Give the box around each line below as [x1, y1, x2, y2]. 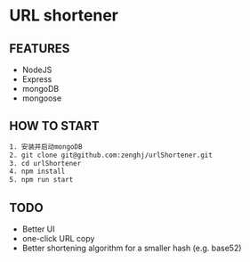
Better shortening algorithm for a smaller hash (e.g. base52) [21, 242, 242, 253]
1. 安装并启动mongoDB [9, 142, 83, 151]
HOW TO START [9, 119, 100, 134]
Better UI [21, 224, 55, 234]
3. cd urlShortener [9, 159, 82, 168]
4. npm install [9, 167, 66, 176]
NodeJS [21, 64, 52, 75]
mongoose [21, 93, 62, 103]
